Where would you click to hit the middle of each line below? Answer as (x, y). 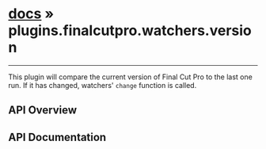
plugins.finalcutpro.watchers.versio (130, 31)
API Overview (43, 111)
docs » (31, 14)
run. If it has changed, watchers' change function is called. (103, 85)
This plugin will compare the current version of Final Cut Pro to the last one (131, 77)
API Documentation (57, 137)
